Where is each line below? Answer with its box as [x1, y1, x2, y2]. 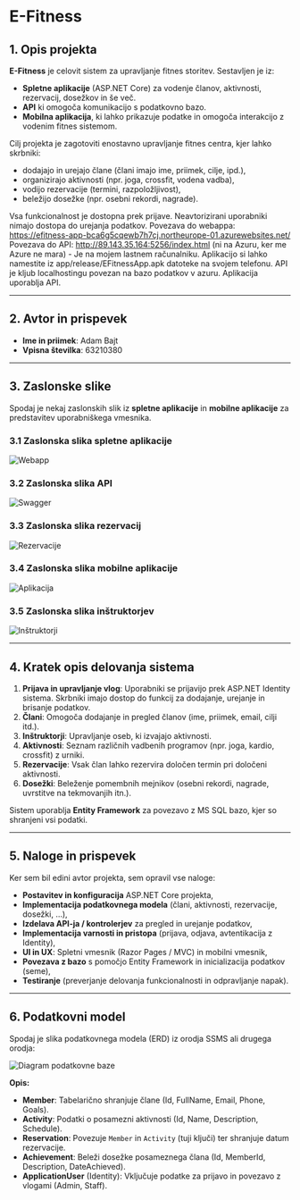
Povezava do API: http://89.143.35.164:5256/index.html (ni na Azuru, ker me [9, 239, 287, 249]
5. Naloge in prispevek [9, 849, 137, 864]
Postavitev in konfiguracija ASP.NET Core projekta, [21, 889, 214, 900]
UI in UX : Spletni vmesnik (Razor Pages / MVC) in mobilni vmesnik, [21, 946, 268, 957]
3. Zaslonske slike [9, 379, 112, 394]
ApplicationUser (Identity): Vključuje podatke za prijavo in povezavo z [21, 1171, 281, 1181]
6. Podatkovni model [9, 1010, 126, 1025]
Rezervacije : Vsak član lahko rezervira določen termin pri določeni [21, 759, 268, 769]
